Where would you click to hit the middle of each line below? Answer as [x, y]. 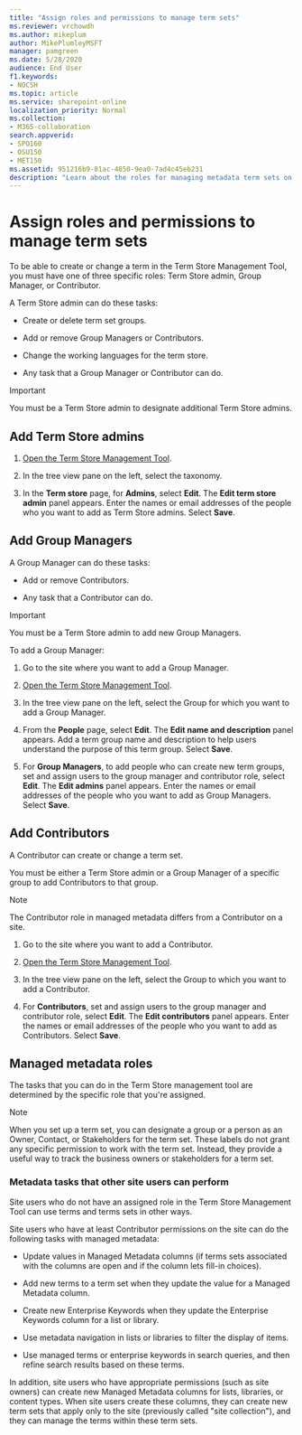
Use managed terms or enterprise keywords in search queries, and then [156, 1355]
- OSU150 [26, 152]
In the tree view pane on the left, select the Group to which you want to [154, 979]
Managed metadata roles [81, 1064]
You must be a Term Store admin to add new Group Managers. [125, 633]
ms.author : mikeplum [48, 34]
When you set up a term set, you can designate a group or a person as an [146, 1130]
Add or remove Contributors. [76, 580]
